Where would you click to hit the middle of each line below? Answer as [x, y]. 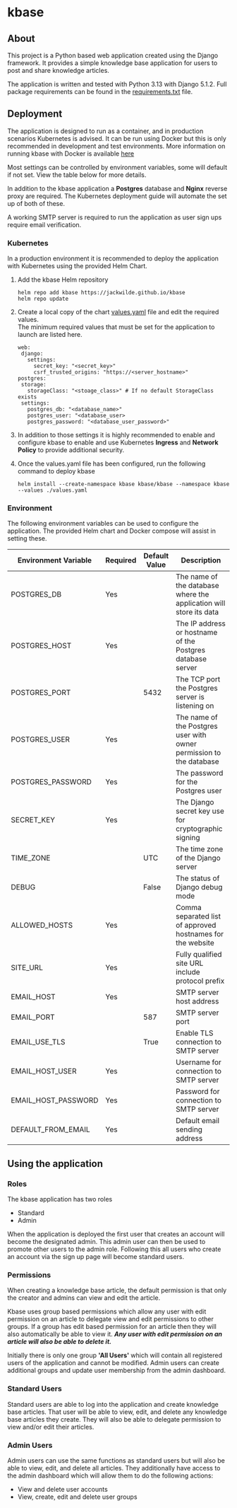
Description [201, 560]
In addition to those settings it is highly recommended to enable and [116, 435]
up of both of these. [36, 203]
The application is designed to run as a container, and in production [105, 131]
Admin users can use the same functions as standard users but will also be [116, 1460]
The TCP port [198, 679]
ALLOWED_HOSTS [42, 926]
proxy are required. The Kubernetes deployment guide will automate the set [117, 196]
